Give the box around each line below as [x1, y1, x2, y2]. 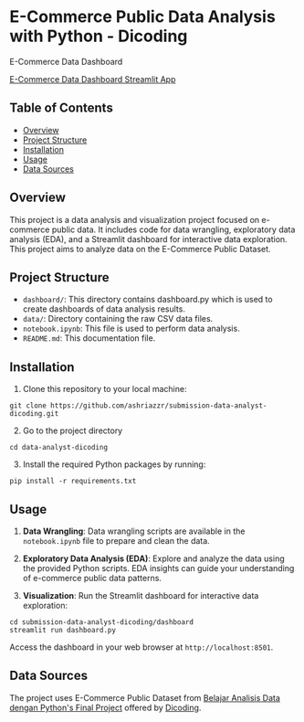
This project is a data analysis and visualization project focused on [9, 214, 260, 225]
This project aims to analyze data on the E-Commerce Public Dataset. [9, 243, 271, 254]
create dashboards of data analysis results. [22, 303, 185, 314]
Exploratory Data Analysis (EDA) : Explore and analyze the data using [22, 553, 285, 564]
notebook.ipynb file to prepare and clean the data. [22, 536, 210, 546]
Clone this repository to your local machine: [22, 384, 187, 395]
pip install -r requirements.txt [9, 477, 137, 486]
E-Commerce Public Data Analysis [9, 6, 276, 27]
